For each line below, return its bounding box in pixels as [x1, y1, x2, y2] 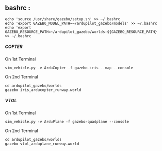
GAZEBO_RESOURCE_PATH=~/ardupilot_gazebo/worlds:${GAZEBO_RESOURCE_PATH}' [5, 29, 160, 34]
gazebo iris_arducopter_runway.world [5, 87, 81, 92]
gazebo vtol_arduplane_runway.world [5, 141, 79, 146]
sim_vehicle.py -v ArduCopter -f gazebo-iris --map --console [5, 65, 133, 70]
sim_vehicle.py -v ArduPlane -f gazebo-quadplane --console [5, 119, 130, 124]
